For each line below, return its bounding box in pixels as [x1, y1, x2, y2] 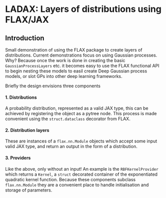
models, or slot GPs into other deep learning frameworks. [5, 73, 123, 79]
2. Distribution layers [5, 127, 50, 133]
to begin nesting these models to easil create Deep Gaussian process [5, 68, 148, 74]
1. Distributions [5, 94, 37, 100]
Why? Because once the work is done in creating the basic [5, 58, 126, 63]
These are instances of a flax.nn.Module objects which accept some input [5, 138, 158, 144]
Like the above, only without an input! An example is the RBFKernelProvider [5, 166, 159, 172]
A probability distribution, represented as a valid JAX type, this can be [5, 105, 149, 111]
